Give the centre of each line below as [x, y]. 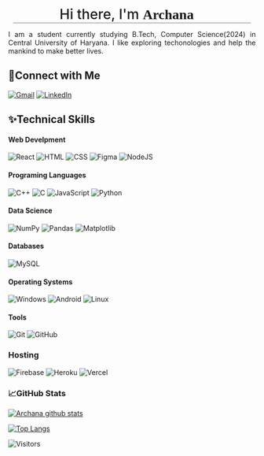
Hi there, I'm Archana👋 [132, 14]
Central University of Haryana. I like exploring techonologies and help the [132, 43]
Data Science [30, 211]
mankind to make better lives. [56, 51]
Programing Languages [47, 175]
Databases [26, 246]
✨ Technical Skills [52, 119]
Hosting [24, 355]
